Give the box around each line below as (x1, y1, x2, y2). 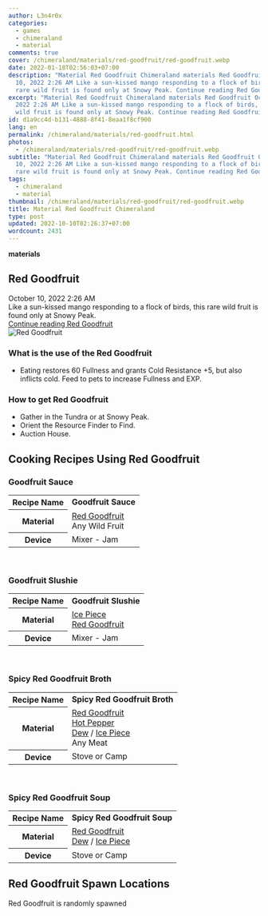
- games (15, 26, 41, 34)
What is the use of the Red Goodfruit (8, 347, 152, 358)
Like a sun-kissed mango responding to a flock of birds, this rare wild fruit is (8, 301, 258, 312)
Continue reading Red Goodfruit (8, 319, 113, 329)
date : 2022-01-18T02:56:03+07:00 (8, 64, 120, 72)
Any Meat (71, 737, 108, 748)
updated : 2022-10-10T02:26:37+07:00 (8, 220, 130, 228)
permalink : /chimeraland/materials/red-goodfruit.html (8, 130, 195, 138)
